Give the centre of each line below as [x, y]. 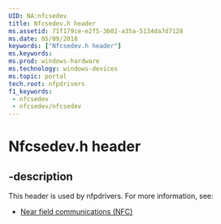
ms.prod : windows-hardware [54, 62]
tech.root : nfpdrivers [47, 84]
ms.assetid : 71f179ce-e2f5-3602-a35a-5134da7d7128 [96, 31]
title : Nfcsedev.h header [52, 24]
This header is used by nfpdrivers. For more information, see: [111, 196]
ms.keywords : [30, 54]
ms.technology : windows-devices [63, 69]
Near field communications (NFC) [76, 212]
